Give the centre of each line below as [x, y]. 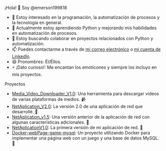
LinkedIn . [21, 56]
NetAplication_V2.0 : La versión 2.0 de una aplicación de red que [77, 106]
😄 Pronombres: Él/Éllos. [36, 62]
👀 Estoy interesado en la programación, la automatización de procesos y [85, 17]
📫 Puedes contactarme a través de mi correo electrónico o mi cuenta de [86, 49]
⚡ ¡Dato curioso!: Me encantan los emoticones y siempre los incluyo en [84, 67]
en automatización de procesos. [45, 33]
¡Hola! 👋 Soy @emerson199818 [36, 8]
